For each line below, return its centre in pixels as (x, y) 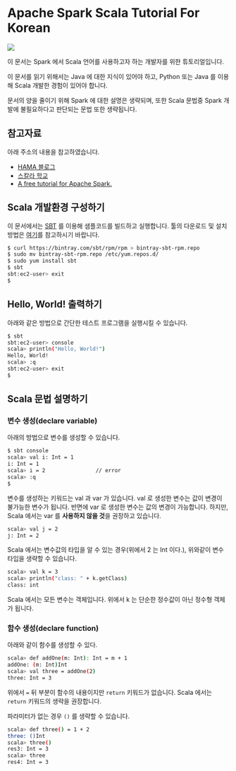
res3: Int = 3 (28, 749)
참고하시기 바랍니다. (72, 235)
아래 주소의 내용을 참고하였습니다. (54, 152)
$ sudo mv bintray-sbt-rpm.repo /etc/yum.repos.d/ (83, 254)
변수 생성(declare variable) (52, 421)
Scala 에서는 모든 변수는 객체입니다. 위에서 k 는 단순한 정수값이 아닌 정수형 (110, 600)
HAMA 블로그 (36, 166)
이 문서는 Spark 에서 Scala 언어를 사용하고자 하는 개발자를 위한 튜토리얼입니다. (116, 61)
